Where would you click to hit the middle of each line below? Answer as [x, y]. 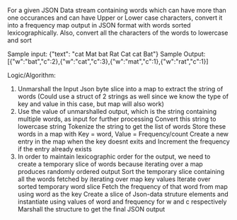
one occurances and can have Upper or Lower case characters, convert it [115, 18]
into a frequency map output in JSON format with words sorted [99, 25]
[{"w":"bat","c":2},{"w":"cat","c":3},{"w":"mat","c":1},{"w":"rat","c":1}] [108, 62]
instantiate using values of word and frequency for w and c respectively [122, 202]
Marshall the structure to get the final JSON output [91, 209]
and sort [19, 40]
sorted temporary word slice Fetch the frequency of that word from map [122, 186]
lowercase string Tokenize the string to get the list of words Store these [122, 126]
